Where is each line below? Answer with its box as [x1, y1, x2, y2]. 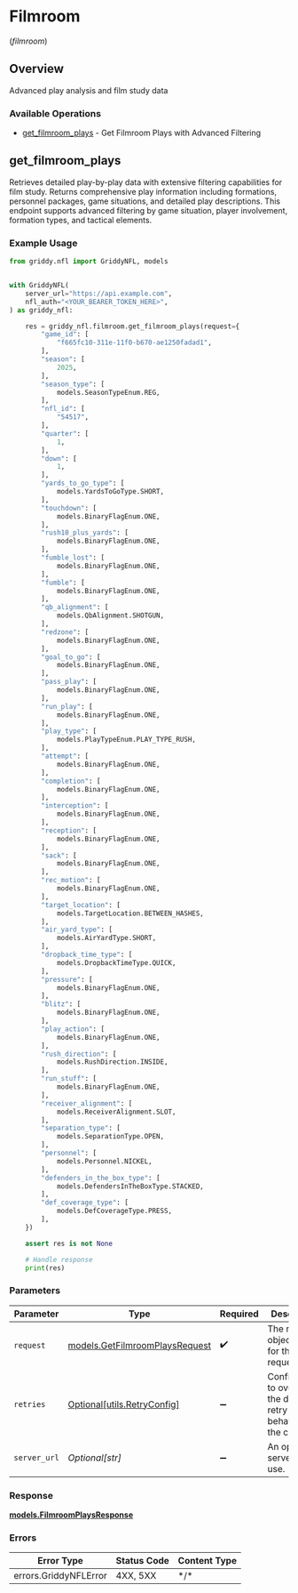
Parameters [9, 1284, 60, 1297]
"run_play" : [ [41, 702, 93, 711]
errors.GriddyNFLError [13, 1570, 108, 1582]
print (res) [25, 1263, 66, 1273]
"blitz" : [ [41, 1000, 82, 1009]
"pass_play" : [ [41, 678, 98, 687]
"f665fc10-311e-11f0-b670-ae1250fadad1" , [56, 338, 213, 348]
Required [219, 1307, 259, 1320]
